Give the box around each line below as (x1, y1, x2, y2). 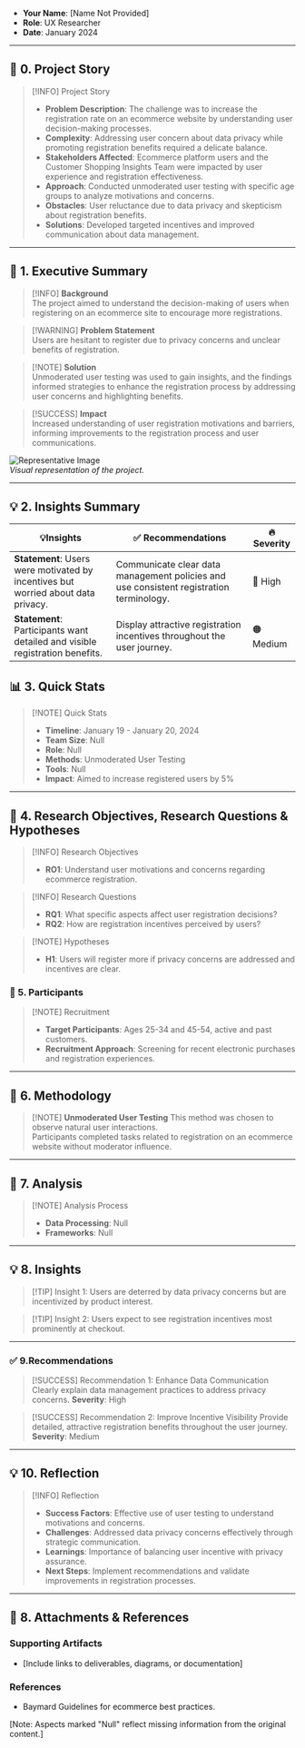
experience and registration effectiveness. (44, 171, 204, 182)
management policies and (115, 569, 227, 582)
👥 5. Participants (9, 985, 84, 998)
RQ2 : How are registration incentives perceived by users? (44, 919, 261, 930)
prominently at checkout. (31, 1323, 125, 1334)
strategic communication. (44, 1536, 141, 1547)
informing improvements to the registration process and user (31, 427, 260, 439)
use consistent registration (115, 581, 230, 594)
